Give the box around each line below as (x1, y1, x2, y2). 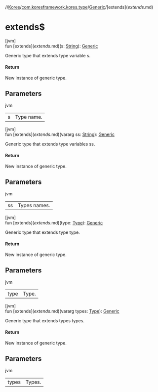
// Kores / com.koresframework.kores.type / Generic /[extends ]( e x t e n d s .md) (5, 4, 154, 10)
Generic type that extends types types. (5, 317, 85, 323)
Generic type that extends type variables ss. (5, 141, 95, 147)
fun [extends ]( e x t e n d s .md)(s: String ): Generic (5, 43, 98, 49)
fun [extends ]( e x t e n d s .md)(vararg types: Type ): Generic (5, 308, 119, 314)
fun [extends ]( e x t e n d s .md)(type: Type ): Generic (5, 219, 103, 225)
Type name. (15, 113, 43, 120)
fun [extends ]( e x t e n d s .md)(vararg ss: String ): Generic (5, 131, 115, 137)
